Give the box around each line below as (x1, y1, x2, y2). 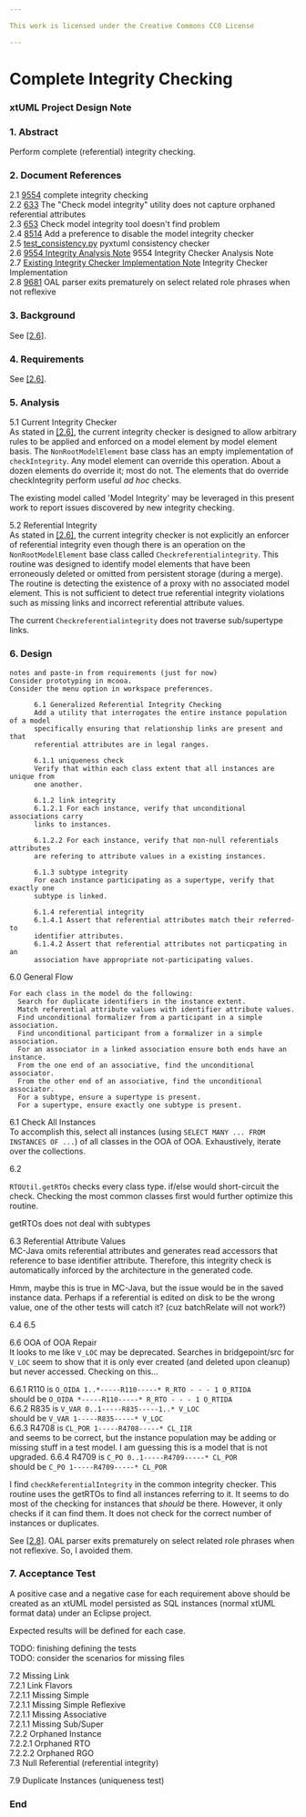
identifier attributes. (33, 931, 125, 940)
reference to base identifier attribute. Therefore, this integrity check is (9, 1255, 271, 1266)
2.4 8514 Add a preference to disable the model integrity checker (9, 229, 255, 240)
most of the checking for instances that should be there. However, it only (9, 1498, 283, 1509)
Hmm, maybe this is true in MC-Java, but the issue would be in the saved (9, 1282, 284, 1293)
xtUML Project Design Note (9, 101, 132, 114)
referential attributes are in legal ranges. (33, 740, 209, 749)
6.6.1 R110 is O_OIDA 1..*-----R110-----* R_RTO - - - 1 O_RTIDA (9, 1383, 252, 1394)
